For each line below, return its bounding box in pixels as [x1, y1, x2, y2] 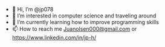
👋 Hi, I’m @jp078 [11, 6, 54, 13]
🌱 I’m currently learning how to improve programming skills [11, 19, 159, 25]
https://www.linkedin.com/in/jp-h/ [11, 34, 97, 41]
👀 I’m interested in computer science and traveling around [11, 12, 157, 19]
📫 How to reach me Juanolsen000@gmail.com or [11, 25, 137, 33]
